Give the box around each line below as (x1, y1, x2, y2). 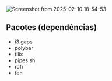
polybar (14, 44, 33, 51)
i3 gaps (14, 38, 33, 45)
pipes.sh (14, 56, 36, 64)
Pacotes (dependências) (6, 22, 97, 32)
